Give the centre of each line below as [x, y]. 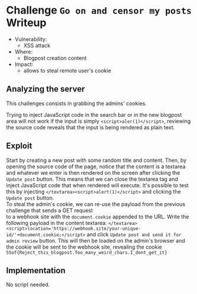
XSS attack [37, 45]
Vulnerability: [31, 39]
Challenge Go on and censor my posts [99, 10]
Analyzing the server [46, 89]
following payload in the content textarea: [57, 223]
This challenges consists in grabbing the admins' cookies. [77, 103]
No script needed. [28, 285]
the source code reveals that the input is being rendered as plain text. [91, 127]
